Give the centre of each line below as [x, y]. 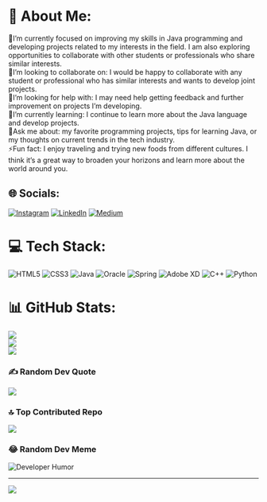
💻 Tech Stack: [57, 246]
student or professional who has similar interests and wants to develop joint [132, 80]
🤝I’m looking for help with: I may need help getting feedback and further [126, 97]
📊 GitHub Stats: [62, 307]
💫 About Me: [50, 16]
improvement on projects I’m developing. [75, 106]
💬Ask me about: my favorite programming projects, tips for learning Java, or [133, 131]
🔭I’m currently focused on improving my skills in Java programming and [126, 38]
